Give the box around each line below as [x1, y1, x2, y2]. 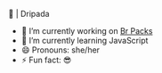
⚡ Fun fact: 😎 [20, 54, 72, 65]
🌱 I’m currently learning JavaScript [20, 36, 149, 45]
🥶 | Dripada [8, 9, 50, 19]
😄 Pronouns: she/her [20, 45, 100, 55]
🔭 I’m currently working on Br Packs [20, 26, 153, 36]
